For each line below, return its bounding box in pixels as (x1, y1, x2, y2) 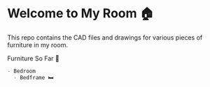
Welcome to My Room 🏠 (7, 6, 154, 22)
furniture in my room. (7, 40, 69, 49)
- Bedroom (7, 68, 36, 74)
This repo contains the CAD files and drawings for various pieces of (7, 33, 203, 42)
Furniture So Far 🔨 (7, 54, 59, 63)
